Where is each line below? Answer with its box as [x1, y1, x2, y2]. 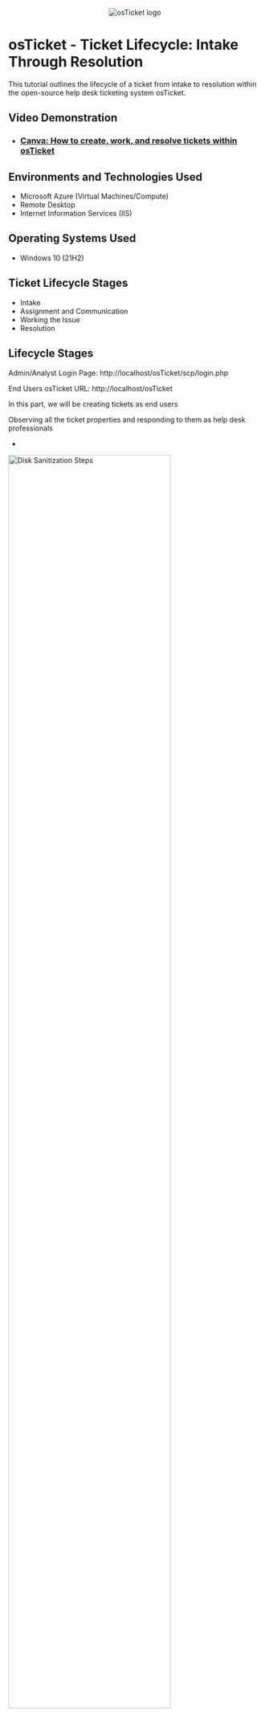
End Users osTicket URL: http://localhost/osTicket [8, 383, 173, 393]
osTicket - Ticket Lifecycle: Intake [8, 36, 239, 54]
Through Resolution [8, 53, 144, 72]
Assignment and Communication [19, 306, 128, 316]
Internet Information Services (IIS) [19, 209, 132, 219]
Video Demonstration [8, 111, 118, 125]
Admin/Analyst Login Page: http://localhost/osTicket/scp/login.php [8, 368, 229, 378]
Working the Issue [19, 314, 80, 325]
